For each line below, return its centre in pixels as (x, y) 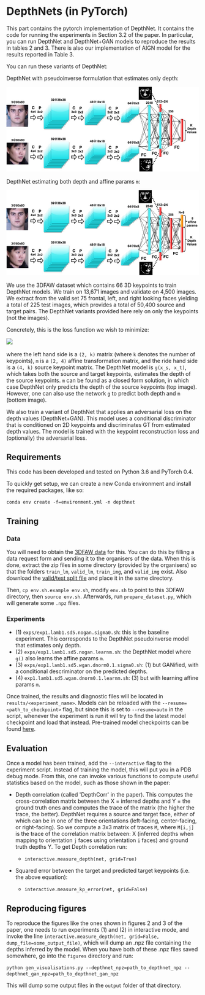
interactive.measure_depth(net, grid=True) (81, 859)
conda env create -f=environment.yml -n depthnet (71, 502)
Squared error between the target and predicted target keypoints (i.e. (102, 871)
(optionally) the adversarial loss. (47, 438)
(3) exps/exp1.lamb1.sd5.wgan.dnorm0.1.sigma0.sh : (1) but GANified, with (107, 665)
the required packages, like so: (45, 490)
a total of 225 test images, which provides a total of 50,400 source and (96, 305)
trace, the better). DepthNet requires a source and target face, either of (105, 814)
